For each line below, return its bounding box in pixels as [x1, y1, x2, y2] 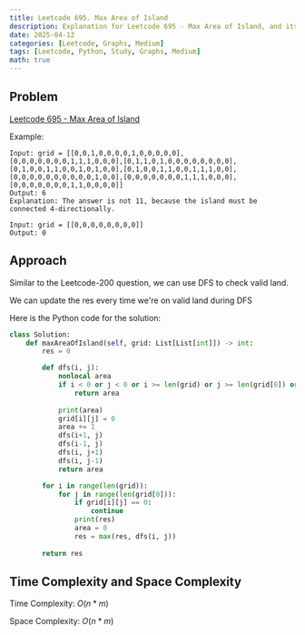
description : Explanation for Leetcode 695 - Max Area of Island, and [9, 22, 282, 31]
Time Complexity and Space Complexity [9, 574, 242, 590]
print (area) [57, 406, 103, 415]
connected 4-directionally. [9, 204, 116, 214]
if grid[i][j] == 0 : [74, 498, 152, 508]
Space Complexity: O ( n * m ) [9, 616, 114, 627]
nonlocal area [57, 372, 112, 381]
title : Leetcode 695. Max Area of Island [9, 13, 169, 23]
